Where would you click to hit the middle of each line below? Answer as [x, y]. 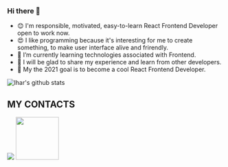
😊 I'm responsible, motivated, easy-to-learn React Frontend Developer [117, 26]
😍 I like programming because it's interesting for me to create [105, 40]
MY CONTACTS [41, 104]
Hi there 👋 [24, 11]
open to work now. [43, 33]
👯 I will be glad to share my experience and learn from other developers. [119, 62]
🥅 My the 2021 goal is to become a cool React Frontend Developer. [111, 69]
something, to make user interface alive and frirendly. [92, 48]
